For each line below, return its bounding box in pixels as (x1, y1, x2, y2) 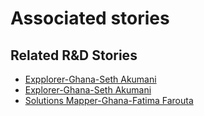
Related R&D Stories (10, 47, 138, 64)
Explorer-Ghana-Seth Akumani (24, 84, 152, 96)
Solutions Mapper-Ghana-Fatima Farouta (24, 95, 194, 106)
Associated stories (10, 7, 170, 30)
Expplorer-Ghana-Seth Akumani (24, 73, 157, 85)
